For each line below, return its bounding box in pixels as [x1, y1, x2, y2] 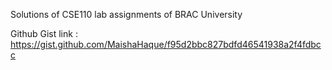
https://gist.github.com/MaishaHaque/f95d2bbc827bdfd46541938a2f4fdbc [10, 39, 322, 50]
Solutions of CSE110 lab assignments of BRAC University [10, 9, 243, 20]
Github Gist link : [10, 28, 78, 39]
